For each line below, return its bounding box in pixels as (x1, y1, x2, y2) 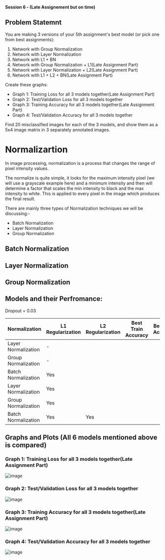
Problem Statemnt (5, 18, 62, 27)
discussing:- (5, 211, 30, 216)
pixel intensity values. (5, 165, 49, 171)
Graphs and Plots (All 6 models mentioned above (5, 433, 158, 442)
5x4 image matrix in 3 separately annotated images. (5, 127, 110, 133)
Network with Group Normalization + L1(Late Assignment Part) (12, 61, 138, 68)
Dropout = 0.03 (5, 308, 36, 314)
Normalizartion (5, 144, 68, 155)
